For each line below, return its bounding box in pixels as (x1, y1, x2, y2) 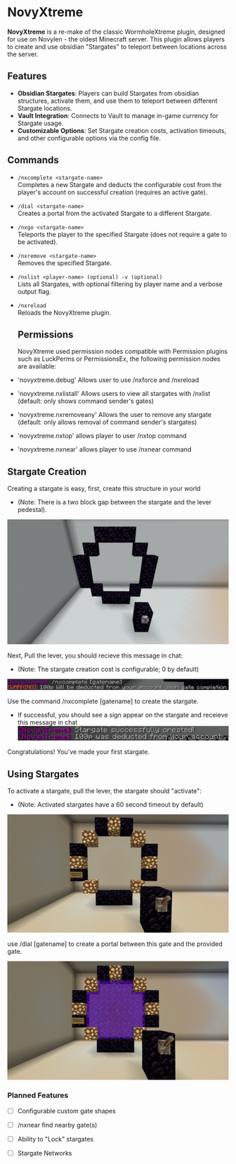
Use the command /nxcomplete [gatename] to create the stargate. (7, 697, 199, 705)
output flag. (17, 287, 51, 295)
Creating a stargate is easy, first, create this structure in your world (7, 485, 202, 493)
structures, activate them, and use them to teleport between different (17, 96, 218, 105)
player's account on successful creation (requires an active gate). (17, 188, 208, 196)
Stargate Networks (17, 1149, 72, 1158)
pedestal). (17, 506, 47, 514)
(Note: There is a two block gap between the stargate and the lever (17, 498, 212, 506)
